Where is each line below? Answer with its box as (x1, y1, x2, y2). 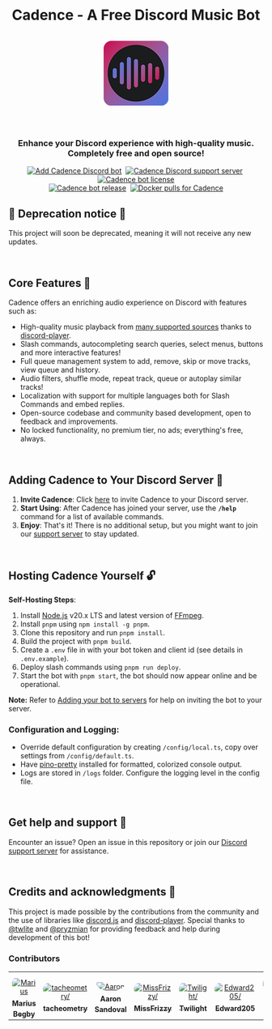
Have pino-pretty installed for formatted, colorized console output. (19, 759, 243, 770)
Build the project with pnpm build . (19, 636, 132, 646)
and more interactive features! (19, 348, 121, 357)
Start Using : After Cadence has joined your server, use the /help (19, 503, 237, 513)
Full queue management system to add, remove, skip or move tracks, (19, 357, 251, 366)
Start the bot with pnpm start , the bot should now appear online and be (19, 670, 257, 681)
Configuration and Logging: (8, 724, 120, 735)
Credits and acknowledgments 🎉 (8, 885, 176, 899)
